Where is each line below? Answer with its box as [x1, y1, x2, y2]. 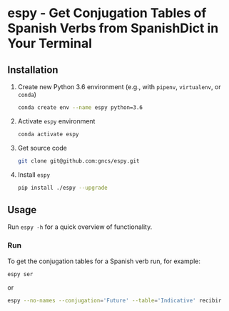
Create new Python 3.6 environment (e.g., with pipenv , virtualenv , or [17, 83, 221, 91]
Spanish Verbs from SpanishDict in [7, 20, 219, 36]
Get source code [17, 143, 68, 152]
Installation [7, 63, 58, 76]
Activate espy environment [17, 116, 96, 126]
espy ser [7, 270, 34, 277]
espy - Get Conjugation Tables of [7, 5, 207, 21]
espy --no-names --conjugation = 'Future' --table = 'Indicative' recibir [7, 297, 222, 305]
